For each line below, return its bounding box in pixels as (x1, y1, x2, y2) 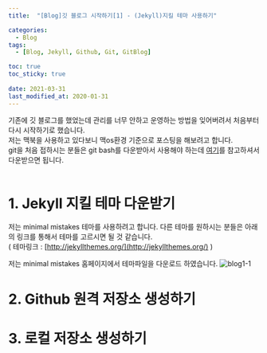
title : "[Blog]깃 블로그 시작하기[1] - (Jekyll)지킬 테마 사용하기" (8, 11, 218, 20)
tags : (8, 41, 26, 49)
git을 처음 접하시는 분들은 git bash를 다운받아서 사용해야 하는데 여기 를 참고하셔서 (8, 145, 261, 155)
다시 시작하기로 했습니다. (8, 125, 85, 135)
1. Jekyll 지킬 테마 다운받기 (8, 194, 175, 212)
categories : (8, 25, 48, 34)
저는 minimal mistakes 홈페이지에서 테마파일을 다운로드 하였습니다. (8, 259, 218, 269)
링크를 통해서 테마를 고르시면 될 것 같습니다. (16, 232, 153, 241)
